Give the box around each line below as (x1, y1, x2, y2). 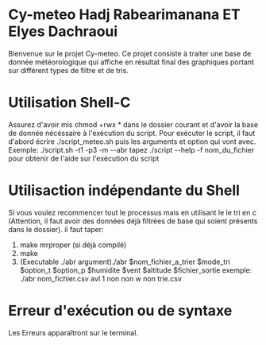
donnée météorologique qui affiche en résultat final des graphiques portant (8, 57, 255, 67)
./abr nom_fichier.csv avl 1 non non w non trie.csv (19, 273, 183, 283)
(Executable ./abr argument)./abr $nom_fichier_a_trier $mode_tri (19, 257, 230, 266)
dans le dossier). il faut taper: (8, 224, 105, 234)
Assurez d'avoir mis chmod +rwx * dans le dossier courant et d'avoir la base (8, 119, 259, 129)
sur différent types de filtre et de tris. (8, 65, 129, 75)
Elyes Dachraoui (8, 22, 118, 41)
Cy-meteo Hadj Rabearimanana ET (8, 6, 241, 24)
